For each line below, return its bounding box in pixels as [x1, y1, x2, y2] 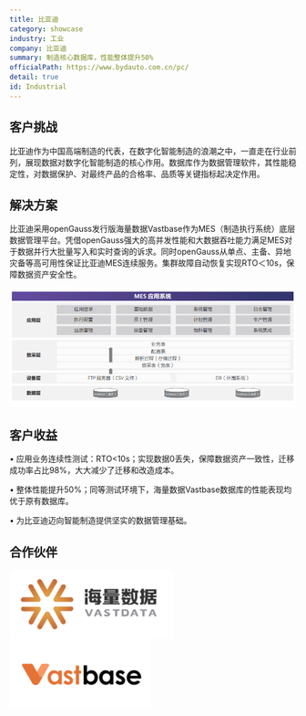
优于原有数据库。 [9, 496, 74, 507]
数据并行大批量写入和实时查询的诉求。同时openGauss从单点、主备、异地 [16, 247, 291, 258]
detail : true [9, 73, 59, 82]
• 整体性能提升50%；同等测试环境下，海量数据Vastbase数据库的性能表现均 [9, 484, 292, 495]
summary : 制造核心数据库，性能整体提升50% [9, 53, 154, 63]
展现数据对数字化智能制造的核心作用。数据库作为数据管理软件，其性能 [25, 156, 289, 168]
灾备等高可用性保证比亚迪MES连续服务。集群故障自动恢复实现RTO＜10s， [9, 258, 287, 268]
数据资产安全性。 [16, 269, 82, 280]
